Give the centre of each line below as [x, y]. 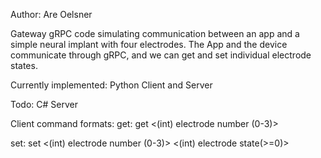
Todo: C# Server [44, 104]
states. [24, 65]
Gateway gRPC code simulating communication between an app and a [155, 33]
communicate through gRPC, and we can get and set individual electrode [161, 55]
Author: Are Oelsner [51, 14]
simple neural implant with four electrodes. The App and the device [149, 44]
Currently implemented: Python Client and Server [111, 85]
